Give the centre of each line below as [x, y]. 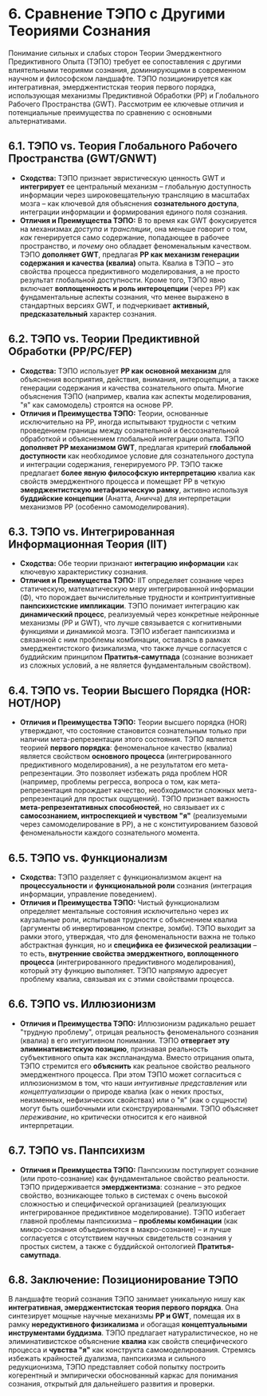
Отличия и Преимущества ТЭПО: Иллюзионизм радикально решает [138, 1023]
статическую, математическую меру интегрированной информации [137, 589]
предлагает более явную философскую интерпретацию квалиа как [137, 473]
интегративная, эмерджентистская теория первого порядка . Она [124, 1307]
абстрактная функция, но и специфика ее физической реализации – [138, 945]
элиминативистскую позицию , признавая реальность [114, 1049]
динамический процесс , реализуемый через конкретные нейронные [139, 614]
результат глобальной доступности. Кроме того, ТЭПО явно [122, 280]
